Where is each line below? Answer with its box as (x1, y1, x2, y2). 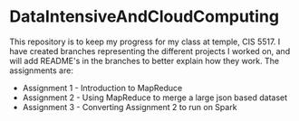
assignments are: (9, 65, 74, 76)
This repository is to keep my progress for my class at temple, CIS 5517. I (9, 36, 281, 47)
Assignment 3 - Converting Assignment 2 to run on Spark (22, 101, 237, 112)
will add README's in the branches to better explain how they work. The (9, 55, 279, 66)
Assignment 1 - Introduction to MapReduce (22, 82, 183, 93)
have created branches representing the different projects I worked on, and (9, 45, 291, 56)
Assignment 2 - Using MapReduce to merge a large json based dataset (22, 92, 288, 103)
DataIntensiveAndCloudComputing (9, 6, 279, 27)
